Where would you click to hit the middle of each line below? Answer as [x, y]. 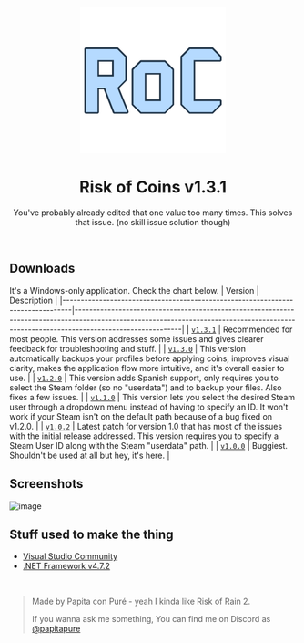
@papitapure [56, 629]
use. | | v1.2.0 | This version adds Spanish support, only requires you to [144, 378]
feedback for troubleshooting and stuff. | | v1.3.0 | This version [127, 348]
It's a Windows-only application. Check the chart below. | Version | [134, 290]
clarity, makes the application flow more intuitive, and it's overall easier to [147, 368]
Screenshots [46, 484]
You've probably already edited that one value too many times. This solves [153, 213]
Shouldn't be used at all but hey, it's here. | [90, 455]
